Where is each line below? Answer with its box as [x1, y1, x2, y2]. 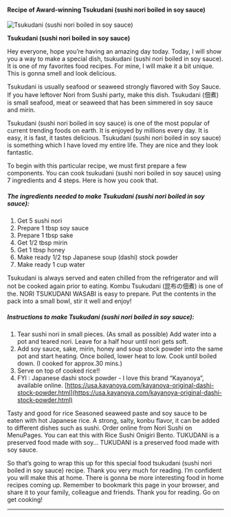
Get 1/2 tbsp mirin [16, 239, 67, 247]
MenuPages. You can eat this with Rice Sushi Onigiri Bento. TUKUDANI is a [7, 431, 220, 439]
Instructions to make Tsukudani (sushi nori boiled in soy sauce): [7, 313, 195, 321]
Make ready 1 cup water [16, 261, 86, 269]
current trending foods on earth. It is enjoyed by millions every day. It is [7, 126, 209, 135]
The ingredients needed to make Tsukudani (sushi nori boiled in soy [7, 192, 205, 200]
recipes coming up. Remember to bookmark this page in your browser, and [7, 481, 219, 489]
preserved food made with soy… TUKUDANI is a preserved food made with [7, 439, 219, 447]
